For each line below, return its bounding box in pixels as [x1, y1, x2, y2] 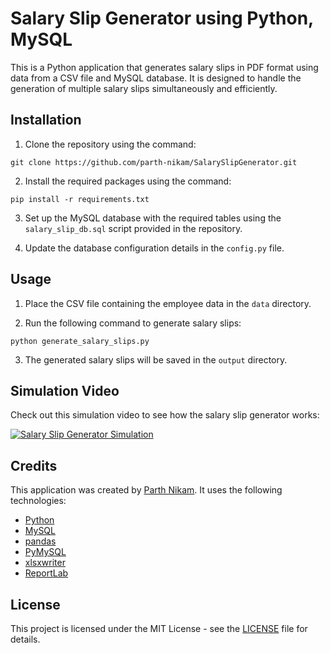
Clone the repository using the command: [24, 138, 197, 150]
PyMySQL [24, 546, 67, 558]
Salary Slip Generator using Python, [10, 7, 314, 30]
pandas [24, 535, 57, 547]
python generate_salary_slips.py [10, 336, 150, 346]
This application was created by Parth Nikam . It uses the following [10, 484, 283, 496]
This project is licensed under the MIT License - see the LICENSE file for [10, 623, 308, 634]
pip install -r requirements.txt [10, 194, 150, 204]
